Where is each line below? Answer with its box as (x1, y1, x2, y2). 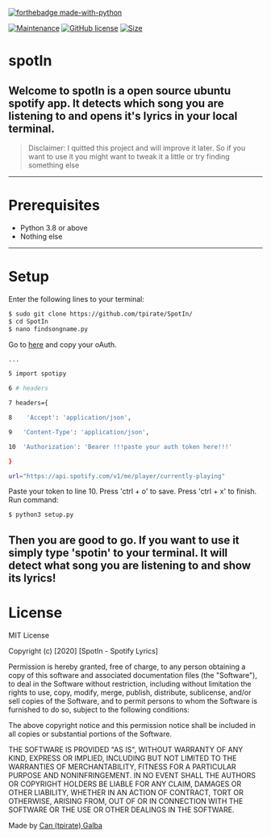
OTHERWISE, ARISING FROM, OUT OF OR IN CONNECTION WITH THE (8, 796, 244, 806)
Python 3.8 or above (19, 222, 88, 232)
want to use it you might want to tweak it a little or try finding (27, 152, 230, 161)
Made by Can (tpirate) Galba (8, 820, 103, 830)
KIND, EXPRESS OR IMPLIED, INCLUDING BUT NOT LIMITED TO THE (8, 753, 237, 763)
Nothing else (19, 231, 63, 241)
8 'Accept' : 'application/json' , (8, 413, 131, 421)
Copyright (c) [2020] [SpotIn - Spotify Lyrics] (8, 645, 159, 655)
